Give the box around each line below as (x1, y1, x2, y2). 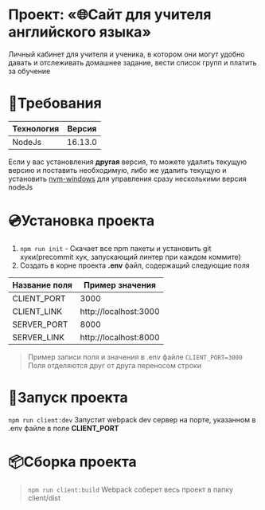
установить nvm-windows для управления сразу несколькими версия (8, 174, 247, 183)
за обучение (8, 66, 51, 76)
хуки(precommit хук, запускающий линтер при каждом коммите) (19, 252, 241, 261)
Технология (12, 123, 60, 134)
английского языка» (8, 23, 152, 41)
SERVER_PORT (12, 319, 68, 330)
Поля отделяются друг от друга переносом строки (27, 360, 201, 370)
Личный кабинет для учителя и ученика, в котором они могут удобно (8, 49, 245, 59)
